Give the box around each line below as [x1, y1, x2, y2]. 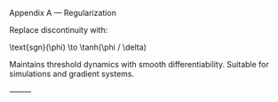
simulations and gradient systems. [9, 68, 135, 79]
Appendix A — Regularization [9, 8, 117, 18]
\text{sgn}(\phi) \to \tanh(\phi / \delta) [9, 42, 147, 52]
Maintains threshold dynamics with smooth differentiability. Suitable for [9, 59, 269, 69]
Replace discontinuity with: [9, 25, 108, 35]
